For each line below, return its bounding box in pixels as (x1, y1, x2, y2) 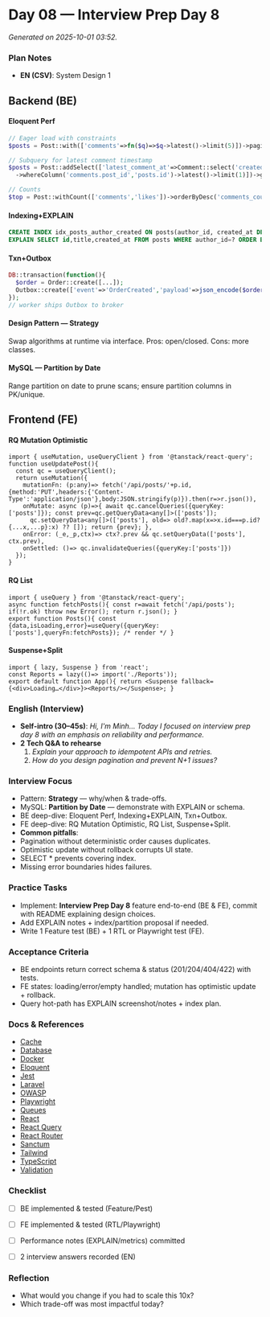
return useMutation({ (15, 474, 88, 482)
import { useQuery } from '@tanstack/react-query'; (8, 593, 185, 601)
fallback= (180, 677, 215, 685)
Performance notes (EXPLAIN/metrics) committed (19, 1236, 186, 1245)
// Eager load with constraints (8, 134, 117, 142)
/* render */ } (123, 629, 174, 637)
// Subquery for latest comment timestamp (8, 156, 153, 164)
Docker (19, 1054, 45, 1064)
